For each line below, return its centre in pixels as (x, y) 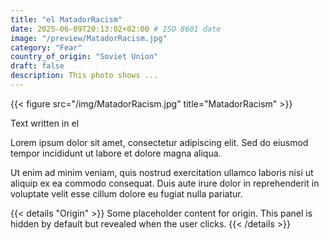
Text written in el (45, 123)
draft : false (37, 66)
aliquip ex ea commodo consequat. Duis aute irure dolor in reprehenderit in (165, 183)
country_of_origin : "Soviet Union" (84, 57)
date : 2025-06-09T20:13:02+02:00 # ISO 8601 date (116, 29)
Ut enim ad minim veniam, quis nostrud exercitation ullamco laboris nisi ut (162, 172)
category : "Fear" (46, 47)
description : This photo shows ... (84, 76)
